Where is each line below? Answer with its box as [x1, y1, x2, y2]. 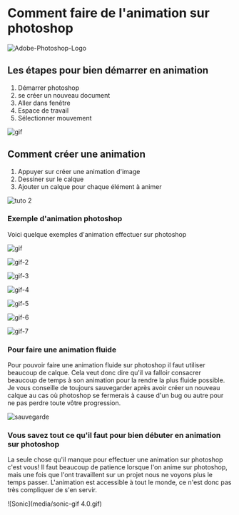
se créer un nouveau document [17, 91, 111, 99]
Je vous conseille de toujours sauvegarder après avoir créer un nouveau [7, 384, 220, 392]
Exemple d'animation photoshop [7, 214, 123, 224]
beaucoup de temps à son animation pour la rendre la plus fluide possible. [7, 376, 225, 384]
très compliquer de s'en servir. [7, 486, 98, 494]
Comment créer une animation [7, 148, 146, 160]
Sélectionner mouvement [17, 113, 92, 122]
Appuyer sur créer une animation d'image [17, 167, 141, 175]
